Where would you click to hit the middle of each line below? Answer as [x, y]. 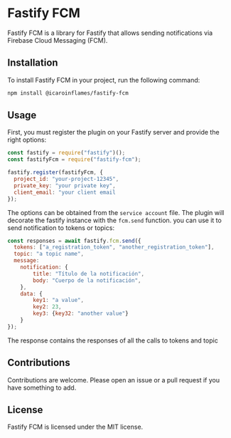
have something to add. [42, 387]
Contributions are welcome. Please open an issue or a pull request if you [114, 380]
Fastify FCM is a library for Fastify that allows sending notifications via [110, 33]
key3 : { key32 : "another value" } [81, 314]
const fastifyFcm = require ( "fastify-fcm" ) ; [74, 160]
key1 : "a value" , [58, 301]
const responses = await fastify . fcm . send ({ [74, 241]
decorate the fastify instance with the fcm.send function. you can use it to [114, 220]
